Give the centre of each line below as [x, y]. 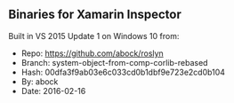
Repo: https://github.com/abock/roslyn [92, 53]
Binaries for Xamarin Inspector [95, 15]
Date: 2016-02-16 [53, 91]
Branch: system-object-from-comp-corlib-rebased [114, 62]
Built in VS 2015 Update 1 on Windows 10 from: [94, 36]
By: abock [40, 81]
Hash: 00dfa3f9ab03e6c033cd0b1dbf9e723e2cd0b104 [123, 72]
